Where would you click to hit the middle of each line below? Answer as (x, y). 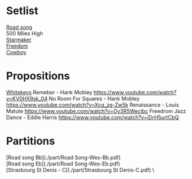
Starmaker (19, 39)
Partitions (30, 141)
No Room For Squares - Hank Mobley (94, 98)
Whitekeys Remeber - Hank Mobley (49, 92)
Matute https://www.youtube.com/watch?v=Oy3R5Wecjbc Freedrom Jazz (96, 111)
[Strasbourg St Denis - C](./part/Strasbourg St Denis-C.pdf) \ (80, 170)
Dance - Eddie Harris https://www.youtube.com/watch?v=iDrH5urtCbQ (92, 117)
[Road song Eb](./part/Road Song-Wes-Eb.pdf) (63, 164)
